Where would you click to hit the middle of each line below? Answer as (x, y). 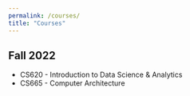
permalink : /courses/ (44, 16)
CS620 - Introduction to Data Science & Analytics (101, 75)
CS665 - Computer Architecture (72, 83)
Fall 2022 (32, 56)
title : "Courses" (37, 23)
